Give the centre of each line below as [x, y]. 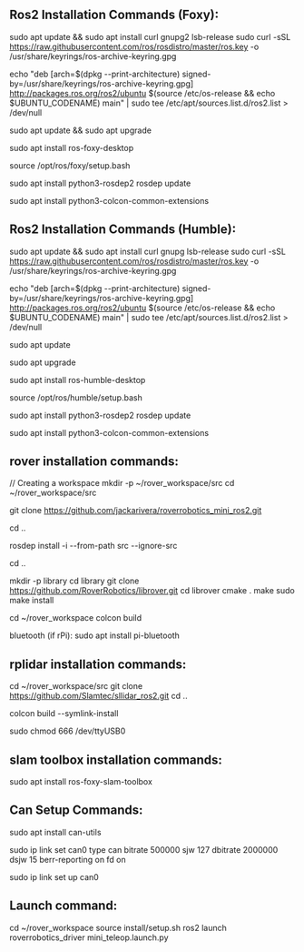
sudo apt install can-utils [55, 832]
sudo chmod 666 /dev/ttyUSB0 [68, 731]
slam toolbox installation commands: [116, 760]
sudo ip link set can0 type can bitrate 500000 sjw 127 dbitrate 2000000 [144, 849]
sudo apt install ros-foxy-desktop [72, 147]
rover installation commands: [94, 462]
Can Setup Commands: [76, 810]
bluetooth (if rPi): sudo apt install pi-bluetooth [94, 635]
